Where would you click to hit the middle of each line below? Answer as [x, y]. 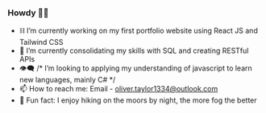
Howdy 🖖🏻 [28, 13]
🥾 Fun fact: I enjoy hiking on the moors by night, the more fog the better [138, 100]
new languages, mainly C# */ [67, 80]
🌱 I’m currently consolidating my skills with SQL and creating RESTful [134, 50]
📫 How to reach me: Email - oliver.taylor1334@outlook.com [118, 89]
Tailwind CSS [41, 42]
